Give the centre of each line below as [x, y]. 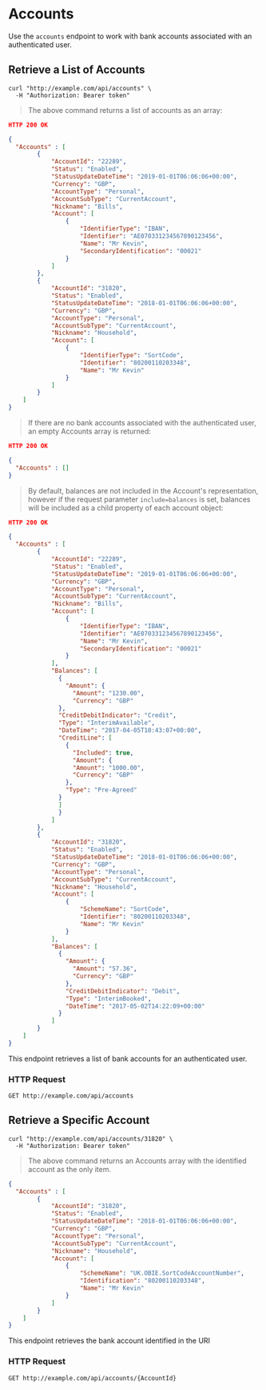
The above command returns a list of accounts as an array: [125, 110]
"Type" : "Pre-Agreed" [101, 790]
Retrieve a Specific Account [79, 1120]
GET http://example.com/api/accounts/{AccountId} [93, 1378]
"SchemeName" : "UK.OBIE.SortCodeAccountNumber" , [162, 1273]
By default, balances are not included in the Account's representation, [143, 490]
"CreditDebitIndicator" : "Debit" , [123, 991]
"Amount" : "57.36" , [105, 969]
